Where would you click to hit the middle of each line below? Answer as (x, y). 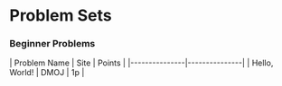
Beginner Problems (52, 44)
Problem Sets (61, 16)
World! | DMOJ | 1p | (47, 73)
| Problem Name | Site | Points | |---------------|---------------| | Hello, (141, 63)
